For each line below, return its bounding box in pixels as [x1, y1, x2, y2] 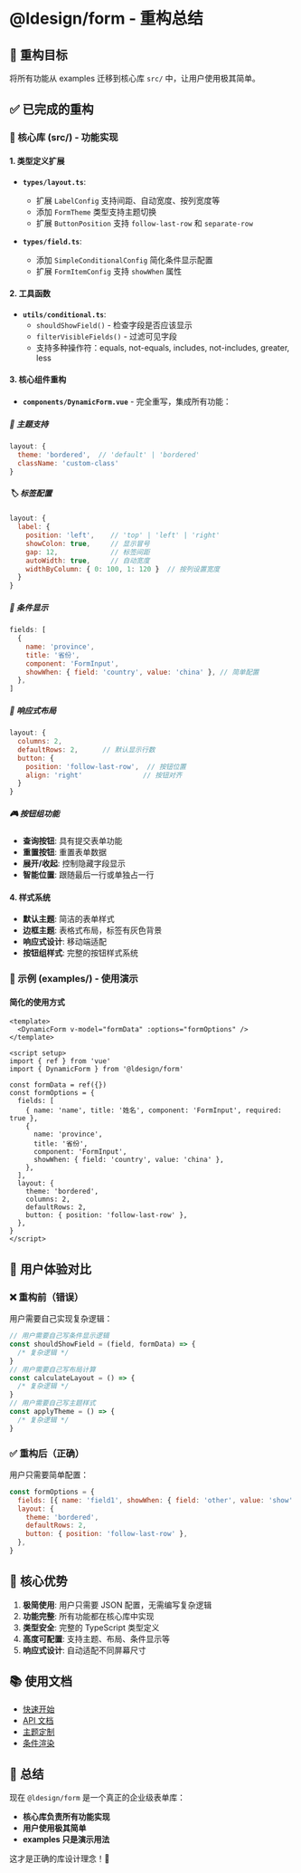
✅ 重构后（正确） [9, 1446, 85, 1459]
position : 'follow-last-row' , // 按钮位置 [25, 762, 187, 771]
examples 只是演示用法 [22, 1834, 110, 1845]
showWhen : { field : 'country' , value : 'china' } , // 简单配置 [25, 668, 259, 677]
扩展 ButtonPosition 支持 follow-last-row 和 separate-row [35, 217, 253, 228]
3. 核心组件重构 [9, 374, 67, 385]
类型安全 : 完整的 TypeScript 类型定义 [22, 1622, 160, 1633]
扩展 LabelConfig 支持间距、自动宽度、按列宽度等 [35, 195, 221, 206]
